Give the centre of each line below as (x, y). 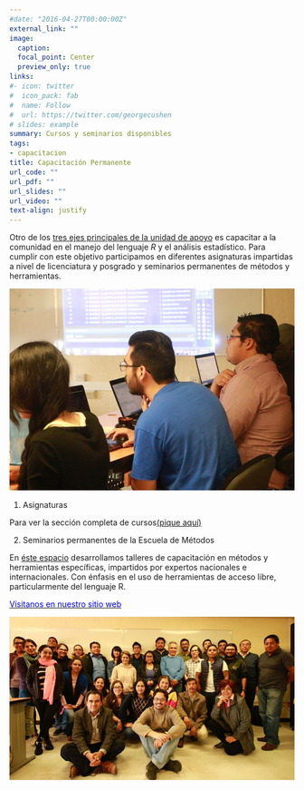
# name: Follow (40, 105)
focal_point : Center (56, 58)
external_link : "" (44, 29)
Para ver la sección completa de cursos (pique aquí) (105, 522)
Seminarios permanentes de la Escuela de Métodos (119, 541)
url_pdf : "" (32, 181)
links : (22, 77)
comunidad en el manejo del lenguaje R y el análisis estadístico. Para (138, 247)
